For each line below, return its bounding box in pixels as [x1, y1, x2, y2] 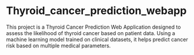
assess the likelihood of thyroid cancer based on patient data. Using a [6, 29, 175, 36]
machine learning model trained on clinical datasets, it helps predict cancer [6, 36, 188, 43]
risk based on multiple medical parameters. [6, 42, 111, 49]
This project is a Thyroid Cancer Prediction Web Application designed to [6, 23, 181, 30]
